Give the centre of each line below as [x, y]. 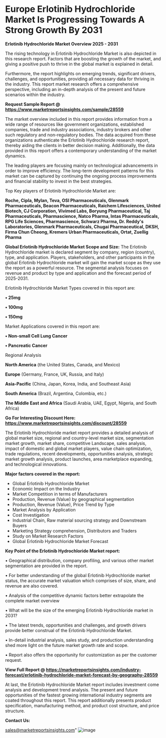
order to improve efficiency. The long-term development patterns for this [79, 171]
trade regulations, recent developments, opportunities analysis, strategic [79, 453]
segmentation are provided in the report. [46, 566]
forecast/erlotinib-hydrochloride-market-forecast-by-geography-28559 [82, 675]
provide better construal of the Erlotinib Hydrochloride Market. [69, 630]
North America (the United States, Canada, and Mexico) [63, 364]
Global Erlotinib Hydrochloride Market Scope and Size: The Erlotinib [76, 246]
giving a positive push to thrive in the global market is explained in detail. [79, 64]
